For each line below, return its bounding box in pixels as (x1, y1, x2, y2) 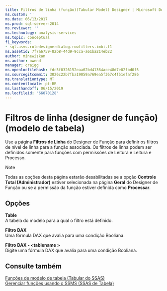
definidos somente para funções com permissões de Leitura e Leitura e (5, 150, 152, 156)
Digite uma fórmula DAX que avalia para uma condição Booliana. (5, 247, 138, 254)
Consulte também (5, 262, 62, 270)
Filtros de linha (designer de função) (5, 112, 158, 123)
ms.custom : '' (5, 12, 35, 17)
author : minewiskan (5, 53, 46, 59)
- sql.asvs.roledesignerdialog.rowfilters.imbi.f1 (5, 44, 112, 49)
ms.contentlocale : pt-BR (5, 81, 57, 86)
